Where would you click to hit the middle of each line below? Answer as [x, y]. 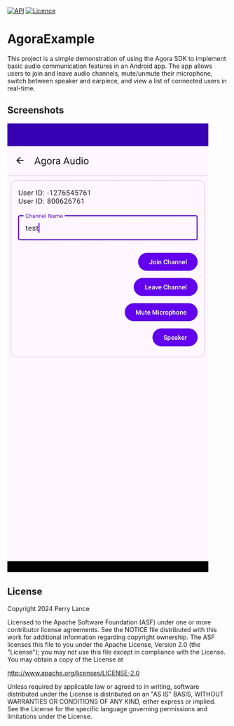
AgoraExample [51, 39]
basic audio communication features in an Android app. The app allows [110, 66]
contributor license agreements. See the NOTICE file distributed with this [112, 629]
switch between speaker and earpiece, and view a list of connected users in [117, 81]
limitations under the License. [50, 716]
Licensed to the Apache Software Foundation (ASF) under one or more [109, 622]
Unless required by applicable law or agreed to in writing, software [103, 686]
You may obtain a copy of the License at [66, 659]
